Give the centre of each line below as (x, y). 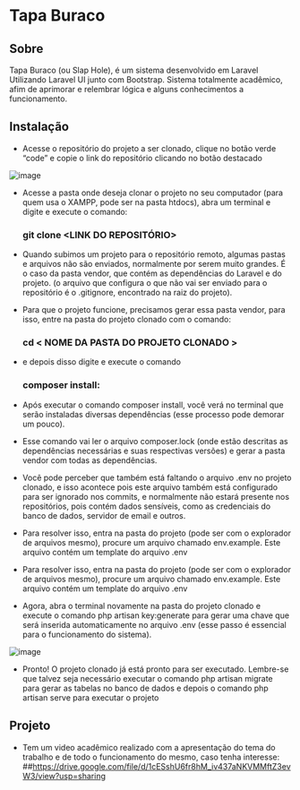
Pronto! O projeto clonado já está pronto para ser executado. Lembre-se (155, 669)
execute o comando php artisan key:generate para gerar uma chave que (155, 615)
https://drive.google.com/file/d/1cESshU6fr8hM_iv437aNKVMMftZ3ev (162, 766)
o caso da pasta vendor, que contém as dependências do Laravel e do (152, 273)
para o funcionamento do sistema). (87, 634)
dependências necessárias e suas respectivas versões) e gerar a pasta (154, 451)
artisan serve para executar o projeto (90, 697)
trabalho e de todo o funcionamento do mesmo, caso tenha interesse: (151, 757)
